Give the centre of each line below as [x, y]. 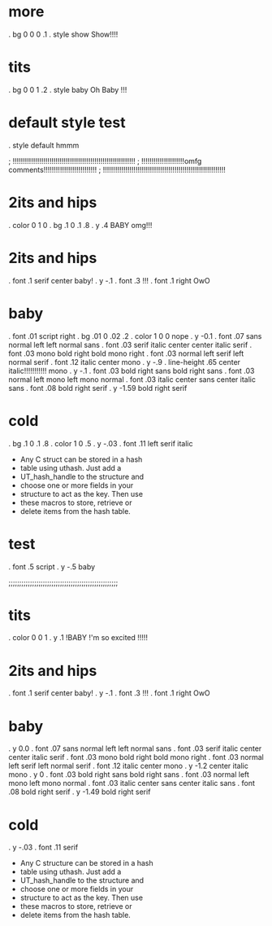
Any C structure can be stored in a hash [87, 863]
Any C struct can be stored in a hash [81, 459]
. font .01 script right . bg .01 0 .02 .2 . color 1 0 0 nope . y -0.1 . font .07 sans [135, 336]
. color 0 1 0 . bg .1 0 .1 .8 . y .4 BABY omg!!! [80, 225]
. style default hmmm [44, 145]
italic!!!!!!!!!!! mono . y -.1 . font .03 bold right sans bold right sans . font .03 [132, 371]
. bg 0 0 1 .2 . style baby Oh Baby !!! [68, 90]
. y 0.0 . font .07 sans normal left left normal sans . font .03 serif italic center [135, 748]
